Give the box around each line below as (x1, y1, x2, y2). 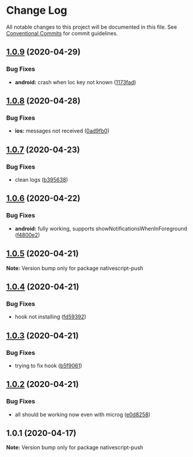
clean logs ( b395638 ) (14, 176, 69, 183)
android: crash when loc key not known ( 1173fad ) (14, 78, 136, 85)
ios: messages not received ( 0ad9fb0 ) (14, 127, 110, 134)
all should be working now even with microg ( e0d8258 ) (14, 410, 151, 418)
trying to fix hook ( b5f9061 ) (14, 362, 82, 369)
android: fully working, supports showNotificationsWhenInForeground (14, 225, 188, 232)
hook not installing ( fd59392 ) (14, 313, 86, 320)
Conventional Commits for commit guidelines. (6, 29, 118, 36)
